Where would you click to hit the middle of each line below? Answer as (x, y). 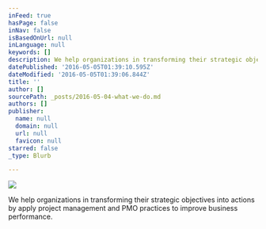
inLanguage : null (37, 45)
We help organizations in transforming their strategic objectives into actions (131, 200)
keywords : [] (30, 52)
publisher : (26, 112)
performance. (30, 217)
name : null (33, 119)
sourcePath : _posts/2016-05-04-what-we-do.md (84, 97)
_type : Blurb (30, 155)
